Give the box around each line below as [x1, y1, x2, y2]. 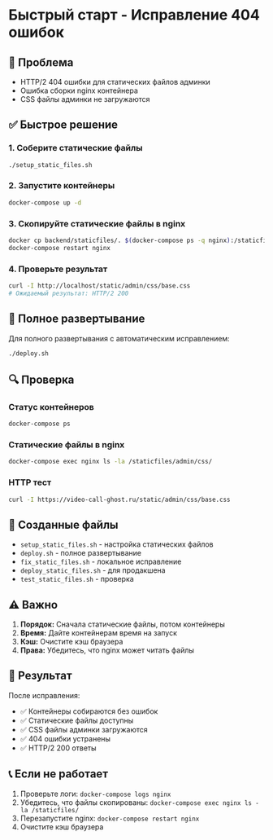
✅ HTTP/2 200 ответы [19, 743, 97, 753]
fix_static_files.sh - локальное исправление [19, 556, 182, 567]
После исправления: [8, 690, 80, 700]
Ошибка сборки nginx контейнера [19, 86, 138, 95]
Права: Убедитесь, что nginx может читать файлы [19, 645, 195, 655]
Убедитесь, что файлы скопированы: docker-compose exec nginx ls [19, 797, 252, 807]
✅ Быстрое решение [8, 118, 119, 132]
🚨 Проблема [8, 55, 74, 69]
